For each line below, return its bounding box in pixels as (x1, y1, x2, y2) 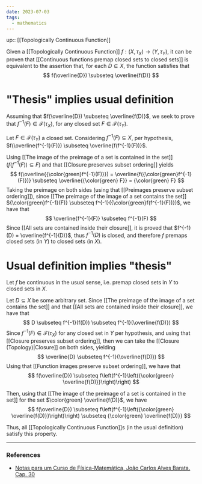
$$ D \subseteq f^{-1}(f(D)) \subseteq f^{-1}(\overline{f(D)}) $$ (23, 319, 179, 326)
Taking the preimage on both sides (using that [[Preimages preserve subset (6, 186, 194, 193)
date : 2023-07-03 (6, 8, 50, 15)
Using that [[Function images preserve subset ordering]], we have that (6, 362, 181, 370)
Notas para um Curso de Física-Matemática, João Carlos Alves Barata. (14, 464, 191, 472)
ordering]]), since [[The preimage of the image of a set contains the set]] (6, 192, 187, 200)
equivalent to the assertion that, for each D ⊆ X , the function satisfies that (6, 63, 190, 70)
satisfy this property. (6, 430, 58, 437)
